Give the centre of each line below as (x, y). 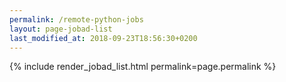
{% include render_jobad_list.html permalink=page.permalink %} (143, 67)
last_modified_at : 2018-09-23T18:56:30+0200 (103, 38)
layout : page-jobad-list (61, 29)
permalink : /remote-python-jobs (76, 19)
